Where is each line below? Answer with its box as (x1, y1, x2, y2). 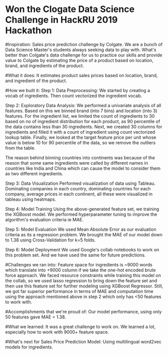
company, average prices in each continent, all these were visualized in (5, 191, 153, 197)
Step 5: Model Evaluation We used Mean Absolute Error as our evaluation (5, 226, 156, 232)
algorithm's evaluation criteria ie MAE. (5, 216, 84, 222)
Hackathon (5, 25, 52, 36)
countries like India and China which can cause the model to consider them (5, 165, 160, 171)
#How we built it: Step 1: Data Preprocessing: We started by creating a (5, 87, 150, 93)
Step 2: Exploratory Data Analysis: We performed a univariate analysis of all (5, 102, 161, 108)
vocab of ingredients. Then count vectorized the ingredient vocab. (5, 93, 142, 99)
